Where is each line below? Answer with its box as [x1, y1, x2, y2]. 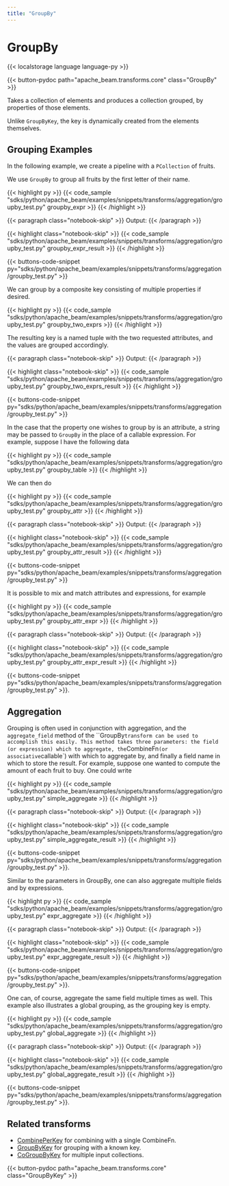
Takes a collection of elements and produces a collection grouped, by [7, 96, 204, 104]
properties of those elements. [7, 104, 91, 112]
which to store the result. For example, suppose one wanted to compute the [7, 759, 221, 768]
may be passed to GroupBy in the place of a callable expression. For [7, 431, 196, 439]
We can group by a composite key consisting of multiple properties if [7, 285, 202, 293]
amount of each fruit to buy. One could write [7, 766, 132, 775]
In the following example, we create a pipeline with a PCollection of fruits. [7, 162, 215, 170]
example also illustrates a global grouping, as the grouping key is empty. [7, 1002, 211, 1010]
